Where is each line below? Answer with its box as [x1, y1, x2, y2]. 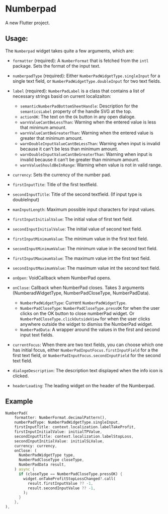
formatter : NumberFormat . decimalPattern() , [14, 415, 107, 420]
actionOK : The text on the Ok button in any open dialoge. [20, 113, 136, 120]
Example [5, 397, 33, 406]
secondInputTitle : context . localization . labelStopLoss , [14, 434, 134, 439]
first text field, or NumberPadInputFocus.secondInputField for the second [12, 352, 161, 358]
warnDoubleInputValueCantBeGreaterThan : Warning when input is [20, 151, 152, 157]
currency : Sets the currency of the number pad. [12, 172, 112, 178]
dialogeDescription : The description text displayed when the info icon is [12, 367, 163, 373]
